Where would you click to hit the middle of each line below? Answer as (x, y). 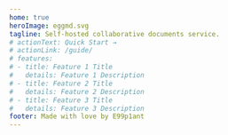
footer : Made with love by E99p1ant (77, 116)
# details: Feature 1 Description (77, 75)
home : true (29, 17)
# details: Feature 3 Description (77, 108)
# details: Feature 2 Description (77, 91)
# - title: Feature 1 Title (61, 67)
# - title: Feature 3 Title (61, 100)
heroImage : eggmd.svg (49, 26)
